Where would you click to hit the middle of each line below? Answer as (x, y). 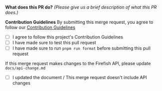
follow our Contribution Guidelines (40, 27)
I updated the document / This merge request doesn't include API (80, 78)
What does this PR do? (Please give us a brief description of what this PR (81, 7)
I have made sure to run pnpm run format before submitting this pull (81, 48)
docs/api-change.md (25, 68)
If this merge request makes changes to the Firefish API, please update (78, 64)
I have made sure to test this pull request (54, 43)
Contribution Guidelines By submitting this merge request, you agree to (79, 22)
